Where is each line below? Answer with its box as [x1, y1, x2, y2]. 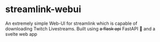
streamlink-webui [5, 4, 81, 15]
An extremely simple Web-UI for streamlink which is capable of [5, 20, 138, 26]
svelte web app [5, 31, 38, 37]
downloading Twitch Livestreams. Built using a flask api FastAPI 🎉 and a [5, 25, 156, 31]
